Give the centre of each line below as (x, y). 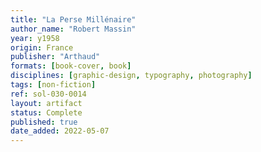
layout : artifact (46, 103)
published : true (44, 122)
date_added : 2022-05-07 (60, 131)
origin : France (42, 47)
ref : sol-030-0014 (48, 94)
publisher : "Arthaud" (55, 57)
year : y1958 (35, 38)
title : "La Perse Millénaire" (73, 19)
